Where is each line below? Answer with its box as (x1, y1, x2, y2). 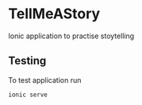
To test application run (8, 75, 82, 84)
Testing (8, 54, 47, 68)
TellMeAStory (8, 5, 101, 23)
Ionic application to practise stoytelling (8, 31, 135, 41)
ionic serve (8, 91, 48, 99)
